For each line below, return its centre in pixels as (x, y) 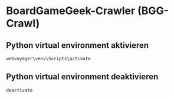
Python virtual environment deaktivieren (82, 77)
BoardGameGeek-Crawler (71, 11)
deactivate (19, 90)
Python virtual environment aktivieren (78, 45)
